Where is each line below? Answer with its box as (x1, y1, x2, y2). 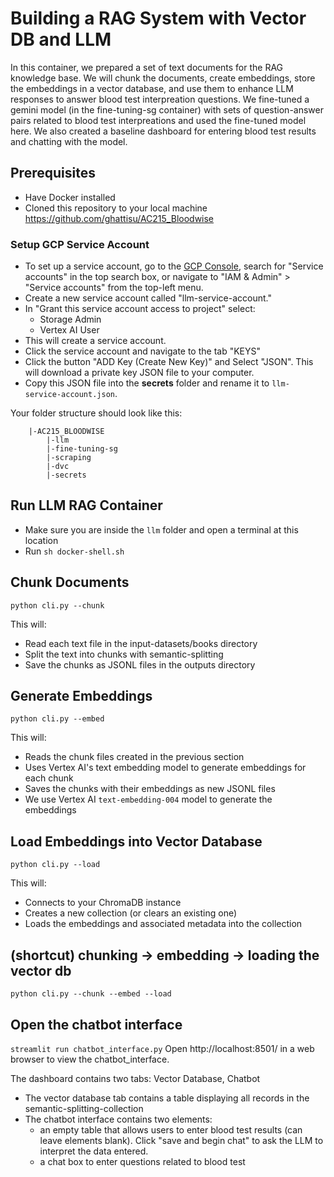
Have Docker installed (24, 191, 116, 203)
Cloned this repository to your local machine (24, 202, 208, 214)
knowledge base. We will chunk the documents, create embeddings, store (10, 72, 316, 84)
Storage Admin (39, 313, 102, 326)
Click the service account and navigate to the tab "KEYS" (24, 345, 262, 357)
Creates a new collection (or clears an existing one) (24, 907, 238, 919)
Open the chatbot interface (10, 1016, 183, 1033)
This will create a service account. (24, 335, 167, 347)
